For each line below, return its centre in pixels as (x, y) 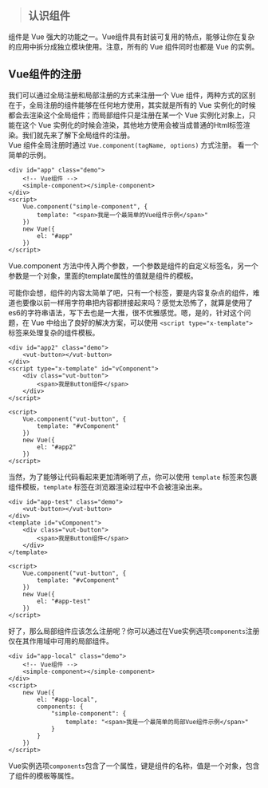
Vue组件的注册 (45, 75)
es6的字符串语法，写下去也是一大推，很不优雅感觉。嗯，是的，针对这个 (126, 312)
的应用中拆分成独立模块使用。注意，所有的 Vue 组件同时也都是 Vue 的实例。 (134, 46)
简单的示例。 (29, 155)
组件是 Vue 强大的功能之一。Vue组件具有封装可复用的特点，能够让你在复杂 (132, 37)
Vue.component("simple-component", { (85, 206)
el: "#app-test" (64, 601)
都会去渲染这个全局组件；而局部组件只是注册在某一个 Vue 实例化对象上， (128, 115)
